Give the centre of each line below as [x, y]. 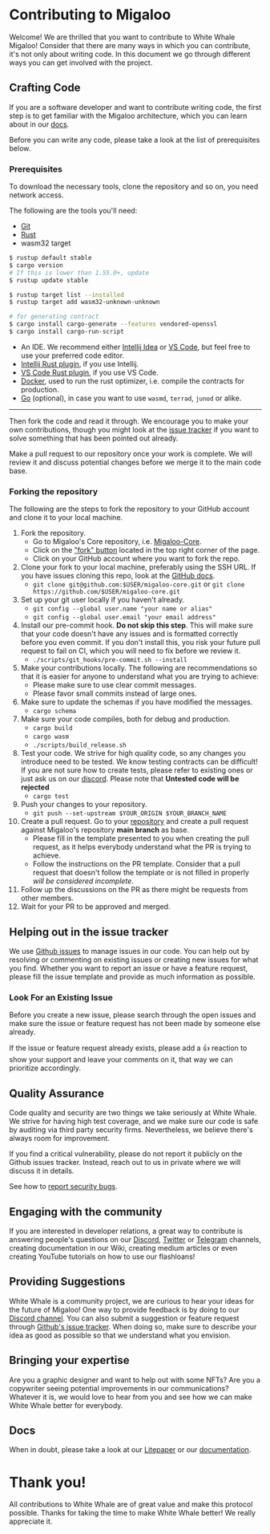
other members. [47, 898]
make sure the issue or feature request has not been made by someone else [135, 1024]
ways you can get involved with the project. [81, 63]
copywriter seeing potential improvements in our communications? [119, 1388]
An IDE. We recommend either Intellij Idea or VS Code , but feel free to [135, 347]
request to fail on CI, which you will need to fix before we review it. [131, 651]
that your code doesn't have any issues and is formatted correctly [129, 634]
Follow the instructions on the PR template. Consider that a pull [137, 864]
